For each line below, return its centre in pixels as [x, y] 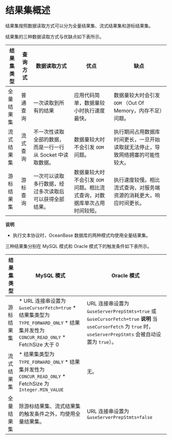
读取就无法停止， [134, 147]
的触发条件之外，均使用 [47, 414]
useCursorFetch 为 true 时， [120, 327]
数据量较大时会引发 [137, 95]
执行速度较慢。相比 [137, 180]
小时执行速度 [89, 110]
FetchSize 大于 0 [39, 345]
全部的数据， [49, 139]
